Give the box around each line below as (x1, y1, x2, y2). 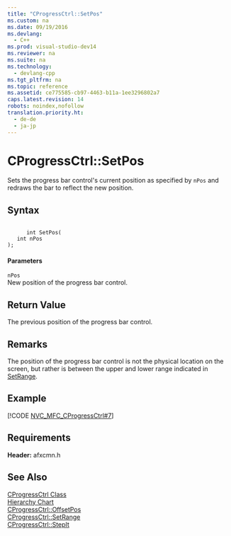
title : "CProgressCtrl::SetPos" (7, 10, 103, 18)
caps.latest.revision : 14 (7, 96, 84, 103)
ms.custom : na (7, 17, 50, 24)
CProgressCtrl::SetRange (7, 513, 81, 521)
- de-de (13, 115, 37, 122)
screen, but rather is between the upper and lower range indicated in (7, 365, 208, 373)
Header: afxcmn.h (7, 450, 61, 459)
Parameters (7, 256, 43, 265)
